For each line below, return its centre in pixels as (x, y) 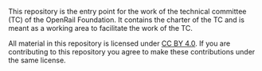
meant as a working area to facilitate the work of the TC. (100, 28)
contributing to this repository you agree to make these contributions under (132, 52)
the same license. (37, 60)
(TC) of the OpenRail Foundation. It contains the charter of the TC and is (127, 20)
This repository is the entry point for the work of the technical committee (127, 11)
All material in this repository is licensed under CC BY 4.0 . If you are (119, 43)
